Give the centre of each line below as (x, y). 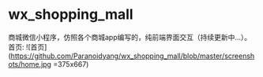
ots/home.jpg (30, 64)
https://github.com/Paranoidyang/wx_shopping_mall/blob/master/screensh (133, 56)
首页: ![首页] (28, 47)
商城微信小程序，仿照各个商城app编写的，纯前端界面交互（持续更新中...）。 (130, 37)
